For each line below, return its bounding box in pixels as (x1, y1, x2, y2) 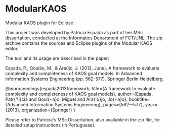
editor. (5, 45, 19, 51)
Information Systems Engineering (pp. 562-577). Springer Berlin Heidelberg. (5, 76, 164, 82)
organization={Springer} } (21, 107, 76, 113)
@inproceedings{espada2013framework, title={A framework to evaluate (5, 85, 155, 91)
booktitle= (129, 96, 150, 102)
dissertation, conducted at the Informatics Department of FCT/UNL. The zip (5, 35, 163, 41)
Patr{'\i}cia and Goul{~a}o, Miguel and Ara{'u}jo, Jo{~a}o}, (5, 96, 128, 102)
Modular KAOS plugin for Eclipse (5, 20, 73, 26)
